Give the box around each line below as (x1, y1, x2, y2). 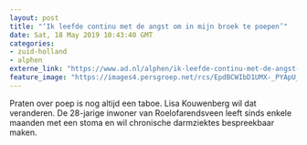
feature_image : (9, 73, 68, 82)
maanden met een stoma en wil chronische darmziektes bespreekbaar (9, 117, 275, 128)
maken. (9, 127, 37, 138)
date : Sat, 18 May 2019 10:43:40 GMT (9, 30, 153, 39)
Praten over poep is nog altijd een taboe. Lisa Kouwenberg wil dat (9, 98, 258, 109)
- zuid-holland (9, 47, 68, 57)
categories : (9, 38, 55, 48)
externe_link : (9, 65, 64, 74)
